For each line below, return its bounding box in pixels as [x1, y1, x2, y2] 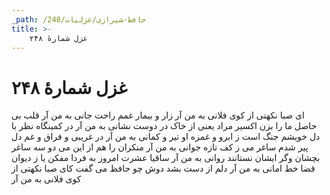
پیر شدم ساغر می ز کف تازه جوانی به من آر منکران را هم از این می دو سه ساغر [11, 141, 309, 153]
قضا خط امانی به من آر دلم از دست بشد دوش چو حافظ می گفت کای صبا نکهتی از [11, 162, 316, 175]
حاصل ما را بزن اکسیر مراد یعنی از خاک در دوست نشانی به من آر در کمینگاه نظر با [11, 120, 318, 132]
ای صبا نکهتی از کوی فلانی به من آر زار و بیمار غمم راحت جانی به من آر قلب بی [11, 109, 305, 121]
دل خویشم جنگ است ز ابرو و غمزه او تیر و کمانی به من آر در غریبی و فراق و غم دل [11, 131, 321, 143]
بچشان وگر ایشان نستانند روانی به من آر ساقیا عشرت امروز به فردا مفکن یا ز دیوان [11, 152, 321, 164]
